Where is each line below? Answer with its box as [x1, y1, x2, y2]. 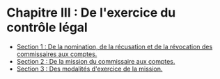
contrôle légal [6, 19, 88, 35]
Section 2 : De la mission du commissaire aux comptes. [16, 57, 175, 65]
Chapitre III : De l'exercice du [6, 5, 176, 21]
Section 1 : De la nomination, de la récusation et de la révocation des [16, 42, 213, 51]
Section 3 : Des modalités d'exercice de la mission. [16, 64, 163, 73]
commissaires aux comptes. [16, 50, 97, 58]
